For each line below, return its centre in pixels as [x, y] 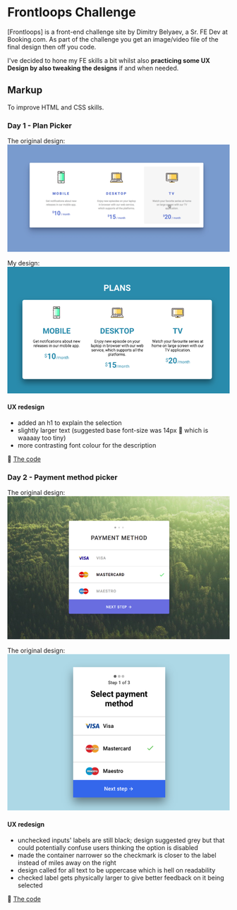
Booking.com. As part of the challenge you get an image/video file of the [113, 39]
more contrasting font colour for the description [87, 445]
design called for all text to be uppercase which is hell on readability [116, 870]
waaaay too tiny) [42, 438]
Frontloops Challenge [72, 12]
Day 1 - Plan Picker [39, 126]
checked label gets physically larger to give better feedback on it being [121, 878]
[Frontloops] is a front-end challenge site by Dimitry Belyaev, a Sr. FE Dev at [117, 32]
